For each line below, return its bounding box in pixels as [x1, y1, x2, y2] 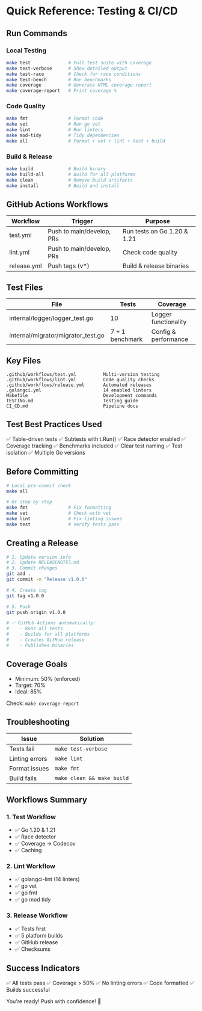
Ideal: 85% [14, 687, 42, 695]
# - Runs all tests [6, 625, 63, 632]
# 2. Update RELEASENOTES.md [6, 559, 79, 566]
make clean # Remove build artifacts [6, 177, 133, 183]
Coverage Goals [6, 659, 68, 669]
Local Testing [6, 46, 47, 55]
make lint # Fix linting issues [6, 516, 122, 522]
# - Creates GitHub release [6, 637, 85, 643]
